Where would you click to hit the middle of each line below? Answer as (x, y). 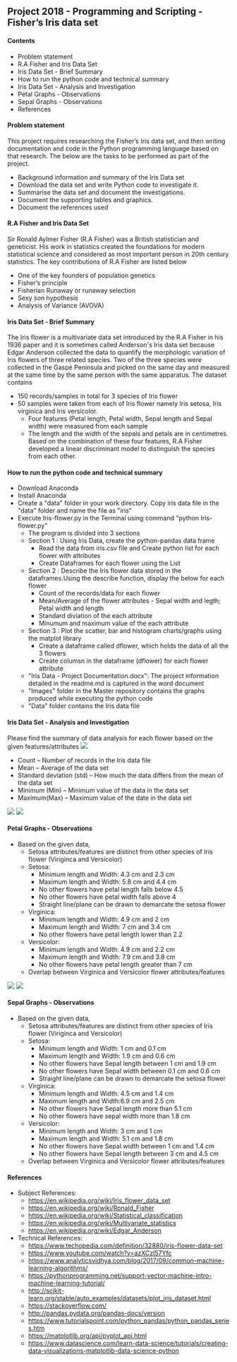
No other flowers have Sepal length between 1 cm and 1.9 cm (127, 1064)
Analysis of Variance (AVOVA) (61, 305)
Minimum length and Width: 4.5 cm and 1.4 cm (106, 1094)
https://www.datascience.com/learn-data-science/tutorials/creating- (128, 1344)
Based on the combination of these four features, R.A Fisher (115, 441)
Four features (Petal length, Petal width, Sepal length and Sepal (120, 419)
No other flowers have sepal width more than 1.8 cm (114, 1116)
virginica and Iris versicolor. (57, 411)
